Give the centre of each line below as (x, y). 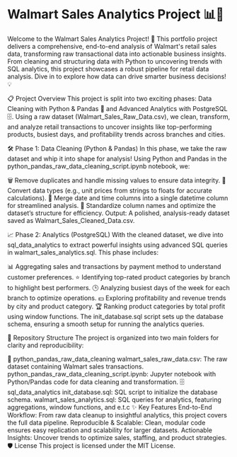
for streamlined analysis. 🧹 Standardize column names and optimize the (112, 205)
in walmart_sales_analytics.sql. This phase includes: (83, 252)
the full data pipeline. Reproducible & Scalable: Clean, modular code (106, 422)
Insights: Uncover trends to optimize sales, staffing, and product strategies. (117, 437)
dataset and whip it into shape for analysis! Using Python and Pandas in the (117, 158)
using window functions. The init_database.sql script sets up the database (116, 316)
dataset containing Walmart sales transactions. (75, 366)
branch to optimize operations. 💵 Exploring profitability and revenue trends (117, 298)
